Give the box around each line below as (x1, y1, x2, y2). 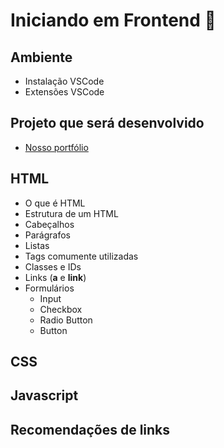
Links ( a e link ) (24, 271, 87, 283)
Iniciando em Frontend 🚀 (10, 9, 217, 32)
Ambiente (10, 49, 73, 66)
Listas (24, 239, 50, 251)
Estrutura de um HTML (24, 207, 119, 219)
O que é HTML (24, 197, 86, 209)
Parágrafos (24, 229, 72, 241)
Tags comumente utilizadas (24, 250, 139, 262)
